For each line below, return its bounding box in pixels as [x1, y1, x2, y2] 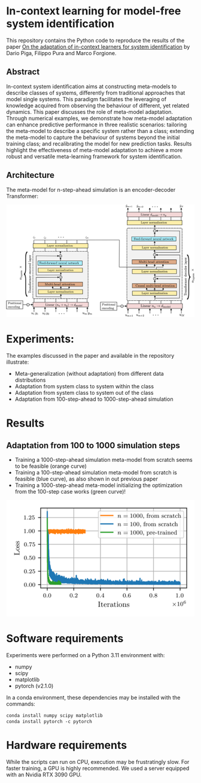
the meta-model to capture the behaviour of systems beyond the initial [6, 134, 180, 141]
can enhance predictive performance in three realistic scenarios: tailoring [6, 121, 187, 128]
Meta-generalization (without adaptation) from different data [14, 370, 165, 377]
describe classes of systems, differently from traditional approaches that [6, 89, 185, 96]
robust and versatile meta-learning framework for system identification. [6, 153, 182, 160]
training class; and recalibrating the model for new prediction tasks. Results [6, 140, 192, 147]
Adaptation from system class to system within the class [14, 383, 154, 390]
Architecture [6, 170, 55, 180]
